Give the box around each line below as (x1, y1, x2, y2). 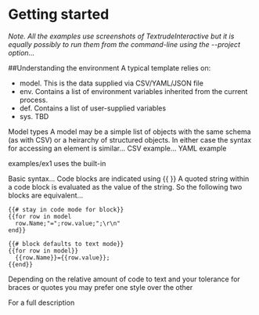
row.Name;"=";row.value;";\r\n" (15, 219, 121, 227)
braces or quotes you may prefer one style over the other (8, 282, 193, 291)
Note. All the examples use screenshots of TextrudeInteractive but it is (8, 31, 235, 41)
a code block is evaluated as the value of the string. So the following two (8, 182, 243, 191)
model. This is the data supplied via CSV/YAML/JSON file (19, 78, 203, 88)
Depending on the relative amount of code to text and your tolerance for (8, 274, 240, 284)
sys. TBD (19, 111, 49, 121)
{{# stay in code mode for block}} (8, 205, 124, 213)
